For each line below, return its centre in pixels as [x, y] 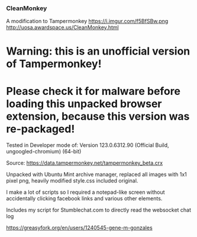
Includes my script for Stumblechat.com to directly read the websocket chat [98, 210]
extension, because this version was [98, 116]
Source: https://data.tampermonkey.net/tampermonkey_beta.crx [85, 163]
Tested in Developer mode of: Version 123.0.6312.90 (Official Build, [88, 145]
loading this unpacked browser [84, 103]
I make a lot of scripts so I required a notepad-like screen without [85, 192]
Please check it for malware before [93, 91]
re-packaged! [41, 129]
